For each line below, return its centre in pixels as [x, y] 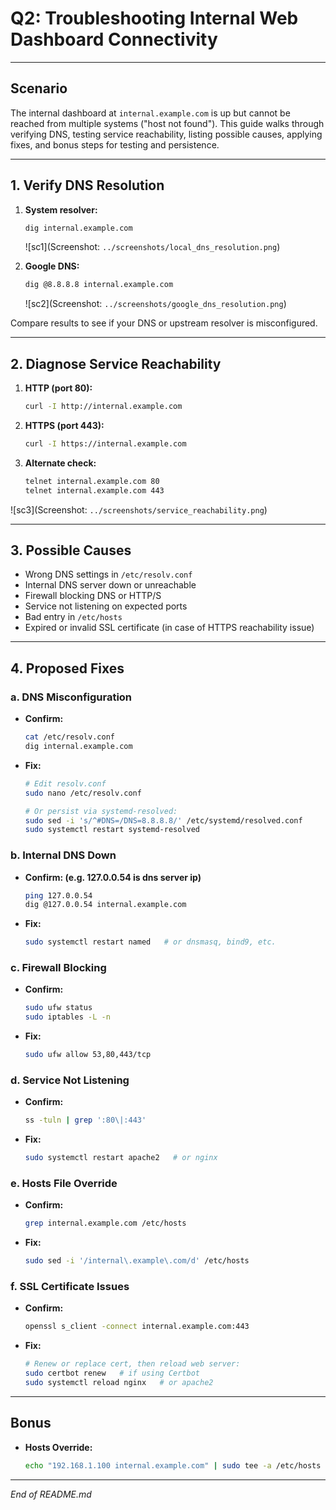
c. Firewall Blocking [58, 968]
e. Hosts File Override [64, 1184]
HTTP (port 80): [58, 388]
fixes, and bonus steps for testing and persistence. [115, 144]
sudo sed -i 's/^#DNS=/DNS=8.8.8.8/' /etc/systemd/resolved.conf [163, 820]
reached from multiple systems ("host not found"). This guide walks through [167, 123]
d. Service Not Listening [70, 1080]
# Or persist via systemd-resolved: [101, 811]
